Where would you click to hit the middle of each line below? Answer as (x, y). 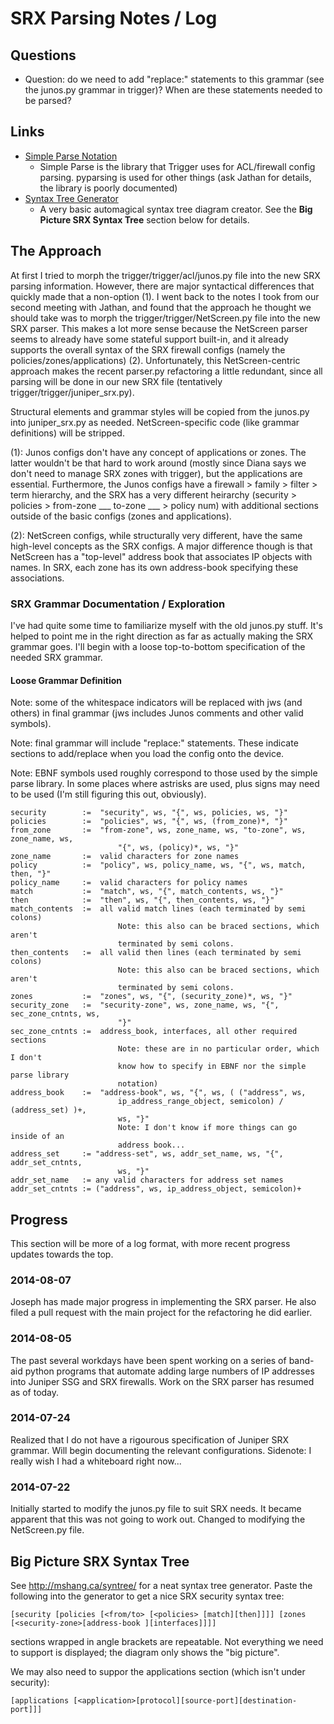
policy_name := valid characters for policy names (129, 883)
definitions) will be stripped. (67, 433)
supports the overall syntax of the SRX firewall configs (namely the (148, 349)
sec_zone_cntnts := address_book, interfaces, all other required (154, 1032)
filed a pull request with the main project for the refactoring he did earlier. (161, 1313)
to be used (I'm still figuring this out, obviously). (108, 794)
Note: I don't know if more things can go (207, 1128)
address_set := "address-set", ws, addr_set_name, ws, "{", (147, 1154)
